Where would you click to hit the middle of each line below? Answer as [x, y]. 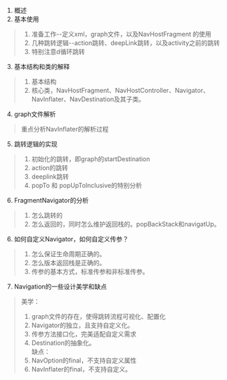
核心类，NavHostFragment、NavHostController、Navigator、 [120, 90]
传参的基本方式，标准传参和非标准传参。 [90, 272]
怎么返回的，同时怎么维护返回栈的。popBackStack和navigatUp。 [126, 224]
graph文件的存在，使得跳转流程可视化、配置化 [99, 316]
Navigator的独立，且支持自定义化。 [83, 325]
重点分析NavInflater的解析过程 [65, 129]
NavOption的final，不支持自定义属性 [84, 360]
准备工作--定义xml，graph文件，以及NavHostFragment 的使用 [122, 34]
